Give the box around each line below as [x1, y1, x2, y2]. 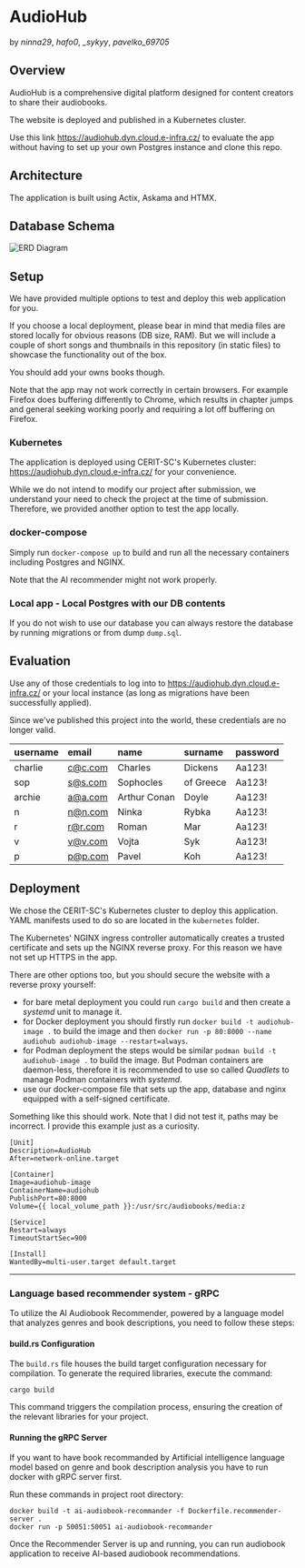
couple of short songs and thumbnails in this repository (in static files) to [9, 339, 281, 351]
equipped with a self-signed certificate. [22, 1093, 171, 1104]
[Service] [9, 1217, 47, 1227]
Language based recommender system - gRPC [9, 1287, 220, 1300]
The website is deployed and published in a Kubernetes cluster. [9, 114, 247, 125]
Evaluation [9, 653, 71, 669]
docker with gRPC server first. [9, 1472, 123, 1483]
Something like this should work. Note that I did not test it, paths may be [9, 1111, 279, 1121]
